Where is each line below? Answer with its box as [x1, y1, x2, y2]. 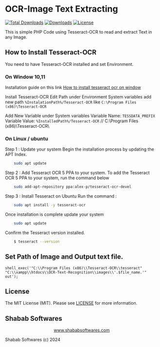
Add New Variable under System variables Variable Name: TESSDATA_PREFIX [5, 113, 156, 119]
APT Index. [5, 152, 27, 157]
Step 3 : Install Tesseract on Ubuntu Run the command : [5, 193, 117, 199]
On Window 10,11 [5, 73, 45, 80]
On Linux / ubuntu [5, 135, 49, 142]
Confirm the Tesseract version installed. [5, 230, 85, 235]
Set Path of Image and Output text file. [5, 252, 124, 261]
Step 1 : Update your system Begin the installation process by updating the [5, 146, 154, 152]
